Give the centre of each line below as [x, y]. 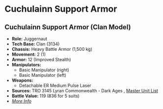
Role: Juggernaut [29, 39]
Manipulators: [26, 65]
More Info [22, 101]
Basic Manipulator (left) [43, 75]
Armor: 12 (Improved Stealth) [41, 59]
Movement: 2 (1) [29, 54]
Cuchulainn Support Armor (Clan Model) [68, 27]
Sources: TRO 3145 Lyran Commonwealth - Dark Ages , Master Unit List [85, 91]
